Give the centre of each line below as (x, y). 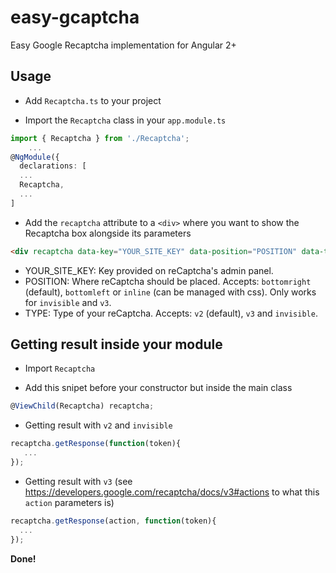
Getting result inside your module (116, 344)
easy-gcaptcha (75, 17)
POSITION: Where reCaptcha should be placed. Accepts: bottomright (168, 281)
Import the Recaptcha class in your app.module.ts (125, 120)
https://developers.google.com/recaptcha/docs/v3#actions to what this (172, 492)
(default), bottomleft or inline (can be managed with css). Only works (170, 292)
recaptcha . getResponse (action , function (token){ (113, 521)
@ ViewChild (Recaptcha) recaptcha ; (82, 406)
